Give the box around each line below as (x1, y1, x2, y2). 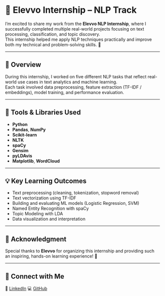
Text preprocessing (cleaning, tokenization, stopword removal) (12, 190, 139, 196)
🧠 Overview (5, 61, 41, 69)
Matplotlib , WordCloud (12, 158, 60, 164)
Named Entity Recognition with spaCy (12, 205, 89, 211)
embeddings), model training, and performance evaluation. (5, 89, 124, 95)
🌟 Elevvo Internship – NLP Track (5, 4, 137, 16)
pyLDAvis (12, 153, 32, 159)
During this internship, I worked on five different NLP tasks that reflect (5, 73, 147, 79)
